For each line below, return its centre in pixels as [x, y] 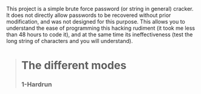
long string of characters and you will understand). [70, 41]
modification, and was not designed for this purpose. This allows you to [96, 22]
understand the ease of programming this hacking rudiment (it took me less [101, 28]
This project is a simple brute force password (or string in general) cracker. [100, 9]
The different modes [74, 65]
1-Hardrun [36, 84]
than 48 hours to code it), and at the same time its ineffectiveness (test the [100, 35]
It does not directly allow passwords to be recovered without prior [89, 15]
